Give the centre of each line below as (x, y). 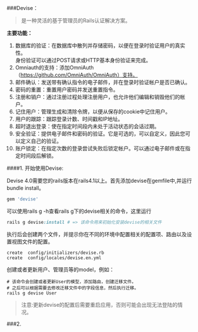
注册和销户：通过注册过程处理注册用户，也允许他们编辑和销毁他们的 (98, 97)
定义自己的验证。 (41, 141)
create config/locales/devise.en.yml (54, 258)
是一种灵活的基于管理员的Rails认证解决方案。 (76, 21)
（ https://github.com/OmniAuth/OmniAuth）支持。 (76, 75)
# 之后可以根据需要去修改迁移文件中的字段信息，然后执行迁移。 (73, 288)
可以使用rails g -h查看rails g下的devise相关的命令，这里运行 (79, 211)
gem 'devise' (23, 199)
